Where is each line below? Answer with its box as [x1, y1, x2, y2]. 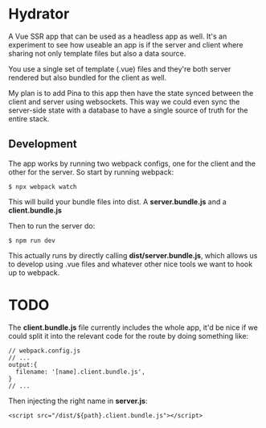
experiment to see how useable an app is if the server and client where [8, 39, 243, 49]
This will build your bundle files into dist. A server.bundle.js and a [8, 196, 227, 206]
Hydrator [8, 5, 70, 23]
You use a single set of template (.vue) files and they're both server [8, 64, 231, 73]
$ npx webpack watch [8, 183, 78, 191]
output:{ [8, 360, 38, 368]
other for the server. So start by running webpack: [8, 167, 174, 177]
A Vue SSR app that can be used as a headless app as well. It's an [8, 31, 227, 41]
